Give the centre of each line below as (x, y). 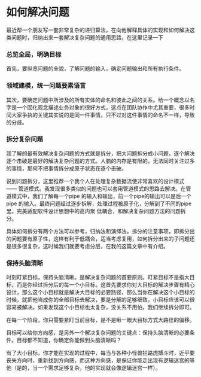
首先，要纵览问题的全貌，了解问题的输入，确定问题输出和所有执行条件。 (95, 69)
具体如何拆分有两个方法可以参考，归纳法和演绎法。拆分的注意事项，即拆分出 (100, 231)
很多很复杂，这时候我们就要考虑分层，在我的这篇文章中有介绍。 (90, 246)
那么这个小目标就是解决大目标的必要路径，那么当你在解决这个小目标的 (108, 292)
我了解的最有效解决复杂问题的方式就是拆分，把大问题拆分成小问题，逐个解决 (100, 153)
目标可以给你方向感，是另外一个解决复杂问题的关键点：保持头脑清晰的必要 (98, 333)
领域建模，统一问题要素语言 (46, 86)
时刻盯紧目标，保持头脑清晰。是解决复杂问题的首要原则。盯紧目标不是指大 (98, 277)
